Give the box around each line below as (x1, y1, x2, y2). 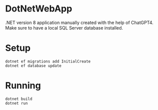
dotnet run (5, 100, 28, 105)
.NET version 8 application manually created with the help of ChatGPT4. (5, 19, 154, 25)
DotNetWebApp (5, 3, 73, 14)
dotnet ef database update (5, 63, 62, 68)
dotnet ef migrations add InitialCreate (5, 58, 91, 64)
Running (5, 80, 41, 91)
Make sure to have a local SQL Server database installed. (5, 24, 123, 30)
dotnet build (5, 96, 33, 101)
